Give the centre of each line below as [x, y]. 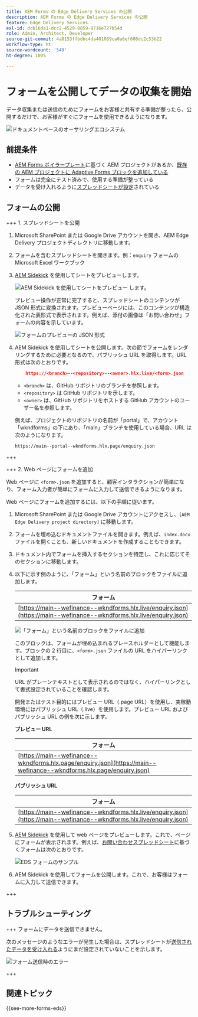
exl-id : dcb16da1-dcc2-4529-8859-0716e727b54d [64, 28]
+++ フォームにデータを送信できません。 [56, 929]
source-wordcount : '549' [37, 50]
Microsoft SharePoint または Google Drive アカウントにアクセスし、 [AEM [102, 514]
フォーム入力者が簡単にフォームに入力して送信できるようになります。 [101, 489]
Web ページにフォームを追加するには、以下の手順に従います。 [82, 502]
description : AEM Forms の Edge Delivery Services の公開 [77, 17]
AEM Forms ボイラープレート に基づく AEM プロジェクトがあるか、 [96, 165]
